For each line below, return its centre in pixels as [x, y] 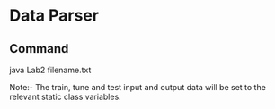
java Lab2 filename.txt [50, 70]
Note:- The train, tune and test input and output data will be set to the [138, 87]
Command [39, 49]
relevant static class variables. [65, 96]
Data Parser [54, 16]
